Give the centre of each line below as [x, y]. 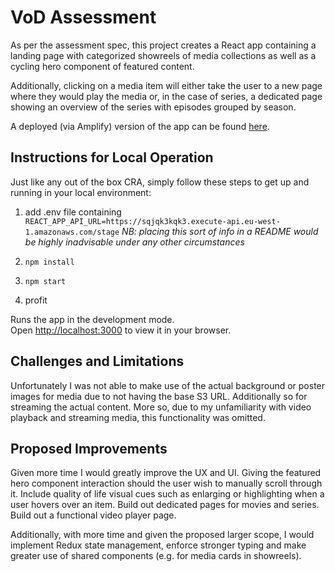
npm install [49, 262]
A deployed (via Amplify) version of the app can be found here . [140, 126]
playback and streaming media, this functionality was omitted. [138, 417]
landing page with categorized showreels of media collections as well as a [163, 55]
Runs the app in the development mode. [92, 319]
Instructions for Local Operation [112, 157]
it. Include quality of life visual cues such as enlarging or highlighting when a [167, 494]
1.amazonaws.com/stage [72, 232]
